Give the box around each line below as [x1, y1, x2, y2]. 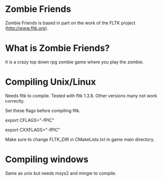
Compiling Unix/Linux [5, 76, 96, 88]
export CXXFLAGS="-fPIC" [5, 126, 60, 132]
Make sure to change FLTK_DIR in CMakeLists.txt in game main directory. [5, 136, 155, 142]
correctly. [5, 98, 25, 104]
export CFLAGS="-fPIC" [5, 117, 54, 123]
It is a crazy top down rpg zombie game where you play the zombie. [5, 59, 144, 65]
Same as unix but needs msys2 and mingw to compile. [5, 170, 116, 176]
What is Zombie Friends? [5, 43, 110, 54]
